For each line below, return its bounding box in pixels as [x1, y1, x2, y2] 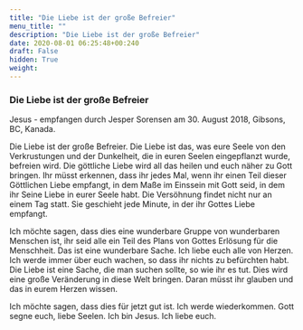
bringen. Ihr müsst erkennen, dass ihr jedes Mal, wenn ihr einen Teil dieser [9, 170, 288, 181]
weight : [9, 64, 39, 73]
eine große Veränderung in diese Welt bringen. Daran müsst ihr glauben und [9, 274, 294, 285]
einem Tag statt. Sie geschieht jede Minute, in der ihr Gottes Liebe [9, 199, 256, 210]
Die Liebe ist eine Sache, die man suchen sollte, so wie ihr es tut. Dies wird [9, 264, 289, 276]
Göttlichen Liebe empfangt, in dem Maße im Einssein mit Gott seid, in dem [9, 180, 285, 191]
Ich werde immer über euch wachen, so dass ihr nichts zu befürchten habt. [9, 255, 289, 266]
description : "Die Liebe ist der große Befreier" [9, 30, 201, 39]
